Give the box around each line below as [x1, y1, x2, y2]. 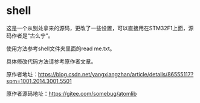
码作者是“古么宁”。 [6, 32, 54, 39]
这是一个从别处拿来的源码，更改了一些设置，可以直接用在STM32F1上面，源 [6, 24, 194, 32]
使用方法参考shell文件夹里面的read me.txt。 [6, 45, 115, 52]
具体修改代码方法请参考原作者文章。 [6, 58, 97, 65]
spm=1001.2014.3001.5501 [6, 77, 72, 85]
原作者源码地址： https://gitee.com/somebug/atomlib [6, 90, 137, 97]
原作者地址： [6, 70, 38, 78]
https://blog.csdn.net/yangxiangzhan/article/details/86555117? [38, 70, 194, 78]
